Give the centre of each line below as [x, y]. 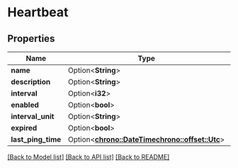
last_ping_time [36, 139]
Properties [31, 39]
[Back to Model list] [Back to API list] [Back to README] [89, 157]
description [31, 82]
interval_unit [33, 116]
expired [24, 128]
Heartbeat [38, 12]
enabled [25, 105]
